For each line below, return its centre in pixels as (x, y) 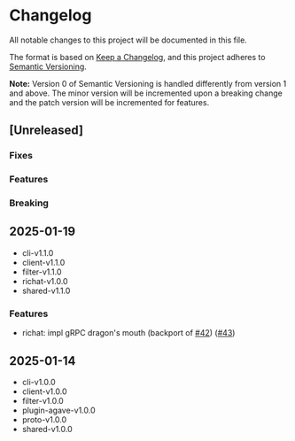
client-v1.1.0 (43, 262)
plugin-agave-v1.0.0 (58, 410)
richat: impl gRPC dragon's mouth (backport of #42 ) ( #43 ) (128, 333)
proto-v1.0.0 (44, 420)
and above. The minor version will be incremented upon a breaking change (146, 93)
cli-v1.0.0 (39, 383)
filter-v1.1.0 (42, 272)
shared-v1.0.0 (47, 429)
